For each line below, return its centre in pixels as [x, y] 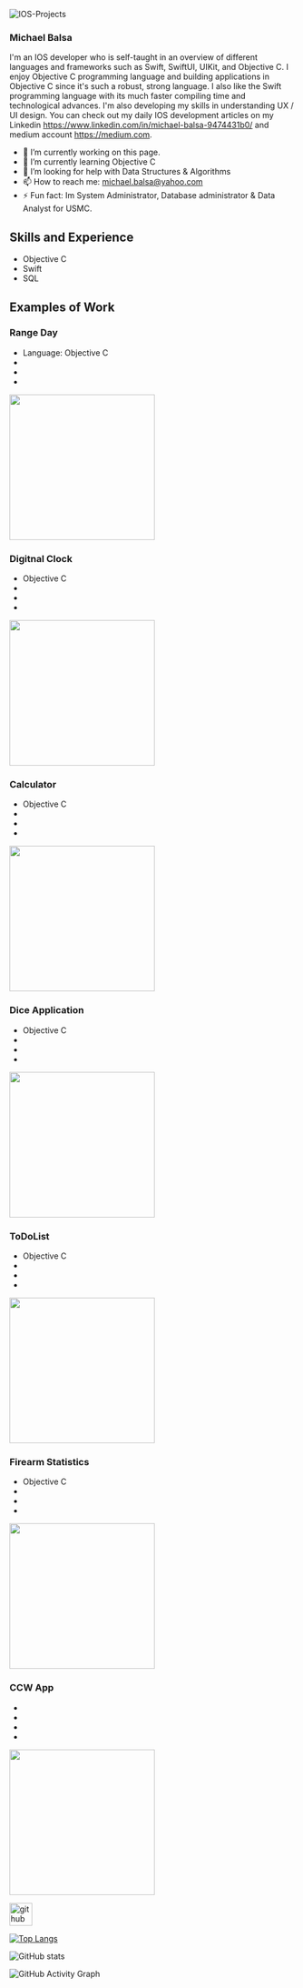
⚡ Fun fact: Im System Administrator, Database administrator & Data [149, 196]
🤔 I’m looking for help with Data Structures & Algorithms [127, 172]
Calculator [33, 785]
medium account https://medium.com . [81, 135]
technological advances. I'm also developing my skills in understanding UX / [151, 105]
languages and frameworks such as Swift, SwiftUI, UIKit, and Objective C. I [149, 67]
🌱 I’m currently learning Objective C [89, 162]
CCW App [32, 1688]
